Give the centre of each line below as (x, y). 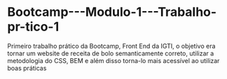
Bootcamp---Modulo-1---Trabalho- (112, 12)
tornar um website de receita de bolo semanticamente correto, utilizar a (111, 53)
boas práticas (27, 68)
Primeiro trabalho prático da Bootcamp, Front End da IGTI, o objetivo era (111, 46)
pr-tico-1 (33, 27)
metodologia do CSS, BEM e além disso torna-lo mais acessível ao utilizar (113, 60)
